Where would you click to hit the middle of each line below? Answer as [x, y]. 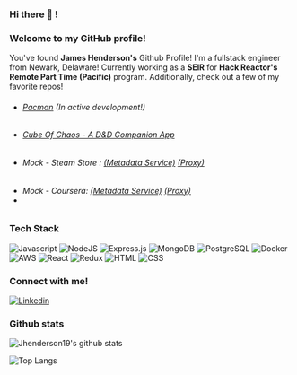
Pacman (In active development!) [84, 107]
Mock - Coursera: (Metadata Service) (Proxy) [106, 190]
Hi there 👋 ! [34, 14]
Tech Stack [35, 229]
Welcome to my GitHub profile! [78, 38]
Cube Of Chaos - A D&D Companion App [98, 135]
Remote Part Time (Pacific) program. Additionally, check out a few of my [144, 77]
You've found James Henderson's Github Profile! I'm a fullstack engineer [145, 58]
